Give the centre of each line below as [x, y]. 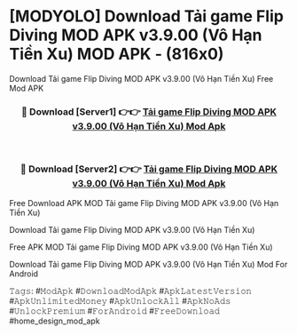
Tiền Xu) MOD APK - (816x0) [117, 54]
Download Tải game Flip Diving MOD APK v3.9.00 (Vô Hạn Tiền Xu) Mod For [148, 264]
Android [23, 274]
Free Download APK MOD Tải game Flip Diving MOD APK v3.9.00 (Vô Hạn [144, 203]
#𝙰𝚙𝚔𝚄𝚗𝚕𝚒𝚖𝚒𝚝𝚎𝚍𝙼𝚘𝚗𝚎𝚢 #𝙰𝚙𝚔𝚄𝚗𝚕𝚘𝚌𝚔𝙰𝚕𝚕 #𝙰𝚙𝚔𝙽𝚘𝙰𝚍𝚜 [120, 300]
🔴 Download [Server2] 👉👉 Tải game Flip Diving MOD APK [149, 169]
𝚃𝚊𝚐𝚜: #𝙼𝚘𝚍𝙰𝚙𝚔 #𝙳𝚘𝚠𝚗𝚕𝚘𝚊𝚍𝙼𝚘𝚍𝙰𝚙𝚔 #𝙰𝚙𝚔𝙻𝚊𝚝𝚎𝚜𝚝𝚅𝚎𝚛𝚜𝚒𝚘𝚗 [131, 291]
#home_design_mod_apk [55, 321]
